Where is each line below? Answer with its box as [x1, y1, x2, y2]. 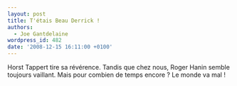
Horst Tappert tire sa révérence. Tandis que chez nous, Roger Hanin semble [7, 63, 230, 71]
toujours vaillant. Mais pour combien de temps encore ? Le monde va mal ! [7, 70, 226, 79]
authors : [7, 23, 33, 31]
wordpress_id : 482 [7, 37, 62, 44]
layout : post [7, 10, 46, 18]
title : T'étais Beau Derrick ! [7, 17, 100, 24]
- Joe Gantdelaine [14, 30, 69, 38]
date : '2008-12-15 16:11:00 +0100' [7, 43, 113, 50]
